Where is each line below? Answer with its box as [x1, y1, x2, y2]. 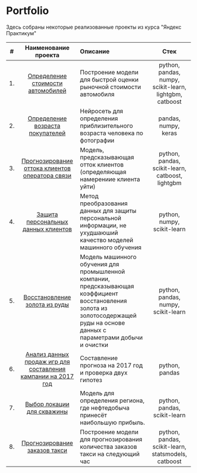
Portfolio [6, 4, 49, 18]
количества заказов [80, 443, 137, 451]
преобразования [80, 199, 128, 207]
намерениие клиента [80, 175, 141, 183]
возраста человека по [80, 129, 144, 137]
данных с [80, 326, 107, 334]
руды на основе [80, 318, 125, 326]
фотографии [80, 136, 115, 144]
